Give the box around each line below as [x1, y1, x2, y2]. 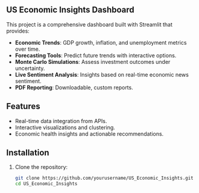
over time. [14, 45, 40, 52]
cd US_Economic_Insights [14, 181, 78, 187]
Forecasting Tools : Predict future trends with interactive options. [14, 51, 177, 59]
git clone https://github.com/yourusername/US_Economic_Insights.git [14, 175, 194, 182]
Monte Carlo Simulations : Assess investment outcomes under [14, 58, 171, 65]
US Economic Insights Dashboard [6, 5, 134, 15]
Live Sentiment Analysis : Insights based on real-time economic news [14, 71, 189, 78]
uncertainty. [14, 65, 45, 72]
